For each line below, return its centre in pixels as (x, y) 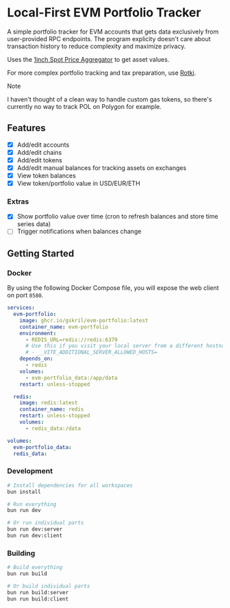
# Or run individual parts (46, 523)
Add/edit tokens (40, 160)
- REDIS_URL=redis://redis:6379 (71, 340)
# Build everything (35, 568)
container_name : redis (52, 409)
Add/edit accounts (43, 145)
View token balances (47, 175)
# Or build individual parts (49, 586)
